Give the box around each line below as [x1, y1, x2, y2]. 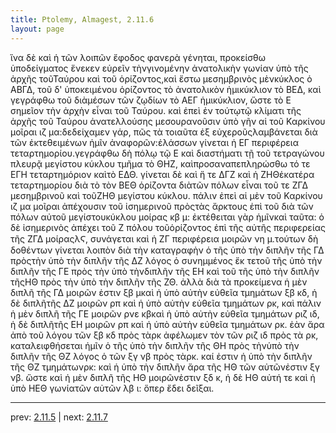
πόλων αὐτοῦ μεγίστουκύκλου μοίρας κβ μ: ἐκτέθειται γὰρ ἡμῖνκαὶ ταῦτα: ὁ [10, 211, 325, 223]
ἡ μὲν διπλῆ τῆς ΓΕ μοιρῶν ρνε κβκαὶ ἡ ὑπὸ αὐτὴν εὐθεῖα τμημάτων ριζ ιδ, [10, 307, 320, 320]
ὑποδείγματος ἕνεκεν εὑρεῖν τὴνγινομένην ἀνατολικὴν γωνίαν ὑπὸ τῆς [10, 62, 309, 74]
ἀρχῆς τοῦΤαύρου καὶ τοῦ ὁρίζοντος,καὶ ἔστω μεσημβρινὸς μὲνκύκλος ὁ [10, 72, 313, 85]
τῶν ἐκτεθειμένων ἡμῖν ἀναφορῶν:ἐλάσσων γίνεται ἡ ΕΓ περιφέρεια [10, 136, 299, 148]
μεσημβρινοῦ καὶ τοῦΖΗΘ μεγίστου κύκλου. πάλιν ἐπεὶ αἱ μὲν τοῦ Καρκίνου [10, 189, 323, 201]
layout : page [10, 24, 65, 34]
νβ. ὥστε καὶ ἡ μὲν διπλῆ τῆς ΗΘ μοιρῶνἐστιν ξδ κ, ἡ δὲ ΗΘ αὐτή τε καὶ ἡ [10, 371, 316, 383]
